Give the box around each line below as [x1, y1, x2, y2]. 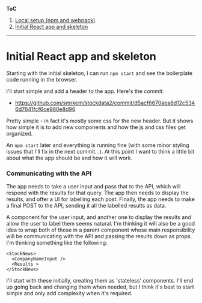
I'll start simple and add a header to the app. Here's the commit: [6, 87, 164, 95]
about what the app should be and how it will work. [6, 154, 133, 161]
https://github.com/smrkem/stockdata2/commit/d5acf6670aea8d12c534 [14, 99, 195, 106]
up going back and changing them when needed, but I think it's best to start [6, 283, 194, 290]
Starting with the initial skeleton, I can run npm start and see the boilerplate [6, 69, 193, 77]
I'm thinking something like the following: [6, 239, 108, 247]
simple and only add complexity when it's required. [6, 290, 133, 297]
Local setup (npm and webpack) [14, 17, 96, 23]
